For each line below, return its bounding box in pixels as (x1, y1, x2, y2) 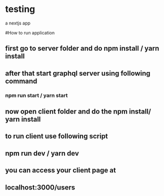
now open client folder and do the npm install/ (5, 107, 151, 116)
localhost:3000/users (5, 183, 75, 191)
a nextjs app (5, 20, 31, 26)
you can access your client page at (5, 166, 116, 174)
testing (5, 3, 35, 15)
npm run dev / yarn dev (5, 149, 79, 157)
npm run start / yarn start (5, 91, 68, 98)
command (5, 76, 37, 85)
